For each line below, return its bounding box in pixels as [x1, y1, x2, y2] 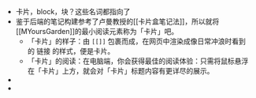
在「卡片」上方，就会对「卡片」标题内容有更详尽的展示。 [27, 66, 214, 75]
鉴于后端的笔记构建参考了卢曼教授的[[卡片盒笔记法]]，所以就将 [15, 17, 220, 26]
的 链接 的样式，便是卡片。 [27, 47, 115, 55]
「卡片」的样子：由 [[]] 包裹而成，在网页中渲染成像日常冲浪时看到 [27, 36, 247, 46]
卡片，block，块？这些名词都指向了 [15, 7, 131, 16]
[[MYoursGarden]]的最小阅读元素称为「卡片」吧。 [15, 27, 179, 36]
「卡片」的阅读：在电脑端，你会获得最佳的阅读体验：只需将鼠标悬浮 [27, 56, 249, 66]
